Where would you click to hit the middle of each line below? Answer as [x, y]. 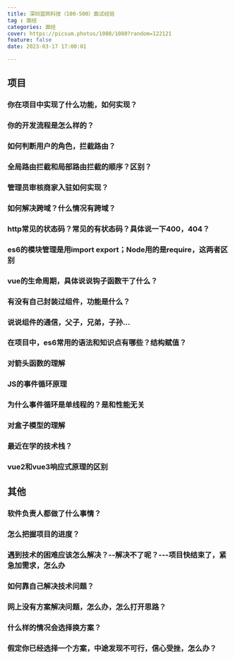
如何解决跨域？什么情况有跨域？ [62, 208]
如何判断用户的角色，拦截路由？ [62, 147]
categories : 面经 [32, 27]
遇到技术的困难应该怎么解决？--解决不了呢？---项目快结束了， [113, 555]
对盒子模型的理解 [36, 426]
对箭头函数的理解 [36, 364]
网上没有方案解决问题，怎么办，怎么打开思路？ [87, 607]
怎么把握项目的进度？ [43, 534]
